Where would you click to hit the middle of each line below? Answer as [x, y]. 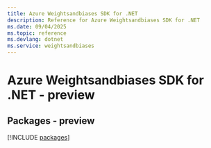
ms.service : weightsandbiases [51, 46]
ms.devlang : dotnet [35, 40]
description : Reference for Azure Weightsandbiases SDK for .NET [103, 20]
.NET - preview [51, 95]
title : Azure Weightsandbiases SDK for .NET [73, 14]
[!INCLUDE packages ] [39, 137]
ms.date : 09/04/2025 [37, 26]
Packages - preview [51, 121]
